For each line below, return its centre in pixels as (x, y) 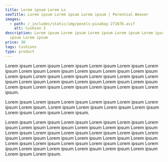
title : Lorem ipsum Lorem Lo (35, 10)
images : (13, 19)
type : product (20, 51)
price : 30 (15, 42)
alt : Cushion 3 (30, 28)
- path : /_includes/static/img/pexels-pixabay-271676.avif (72, 24)
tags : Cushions (21, 47)
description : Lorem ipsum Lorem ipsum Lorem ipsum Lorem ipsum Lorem (79, 33)
